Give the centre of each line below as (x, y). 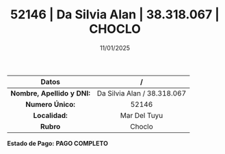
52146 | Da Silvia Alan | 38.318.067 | (115, 15)
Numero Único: (51, 104)
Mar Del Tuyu (142, 115)
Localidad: (51, 115)
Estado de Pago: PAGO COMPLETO (57, 143)
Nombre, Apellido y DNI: (51, 93)
